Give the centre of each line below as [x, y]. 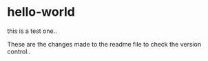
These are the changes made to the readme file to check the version [104, 44]
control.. [19, 51]
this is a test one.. [32, 31]
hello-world [41, 12]
